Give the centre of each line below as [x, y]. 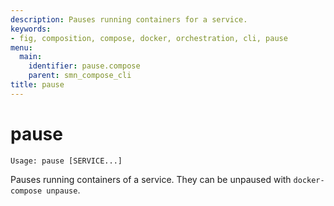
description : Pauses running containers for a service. [129, 19]
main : [31, 57]
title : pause [37, 85]
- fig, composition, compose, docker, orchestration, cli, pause [149, 38]
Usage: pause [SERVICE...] [66, 161]
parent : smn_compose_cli [80, 76]
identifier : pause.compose [84, 66]
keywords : [31, 29]
